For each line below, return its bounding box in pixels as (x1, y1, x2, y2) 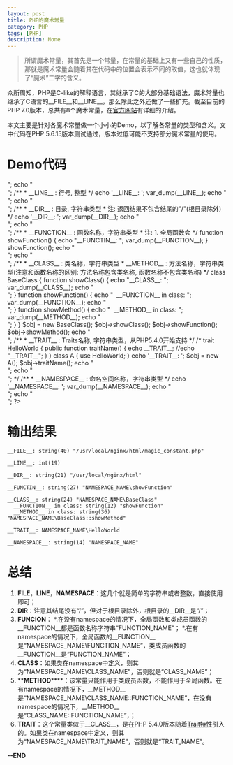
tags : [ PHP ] (7, 29, 42, 37)
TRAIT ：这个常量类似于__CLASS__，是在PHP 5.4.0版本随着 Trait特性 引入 (17, 720, 225, 728)
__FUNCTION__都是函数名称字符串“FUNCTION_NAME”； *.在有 (17, 623, 199, 632)
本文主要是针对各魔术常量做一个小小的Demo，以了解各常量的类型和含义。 (7, 121, 220, 129)
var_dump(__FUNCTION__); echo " (7, 298, 107, 307)
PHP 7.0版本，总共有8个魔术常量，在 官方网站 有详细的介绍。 (7, 106, 180, 115)
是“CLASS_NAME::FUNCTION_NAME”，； (17, 711, 136, 720)
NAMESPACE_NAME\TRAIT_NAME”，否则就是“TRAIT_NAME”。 (26, 737, 209, 745)
